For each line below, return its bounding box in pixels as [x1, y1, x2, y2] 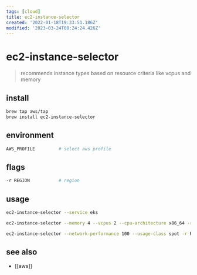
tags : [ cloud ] [6, 8, 41, 15]
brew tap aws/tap [6, 109, 49, 115]
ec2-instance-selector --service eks [6, 209, 98, 215]
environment [6, 130, 54, 140]
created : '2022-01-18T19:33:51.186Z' [6, 19, 98, 25]
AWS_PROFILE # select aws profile [6, 146, 111, 152]
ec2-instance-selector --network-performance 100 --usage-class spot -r [6, 230, 188, 237]
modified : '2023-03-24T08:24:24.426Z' [6, 25, 101, 31]
